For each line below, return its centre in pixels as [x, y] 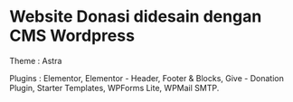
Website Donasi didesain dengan [136, 17]
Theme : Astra [36, 60]
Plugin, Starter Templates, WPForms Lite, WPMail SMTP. [114, 88]
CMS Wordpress [72, 36]
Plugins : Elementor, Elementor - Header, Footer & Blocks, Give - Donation [147, 78]
